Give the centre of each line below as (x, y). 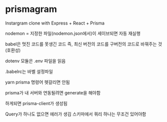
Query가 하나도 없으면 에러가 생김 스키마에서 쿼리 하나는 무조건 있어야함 (76, 114)
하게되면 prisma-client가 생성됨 (36, 103)
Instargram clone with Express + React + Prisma (55, 23)
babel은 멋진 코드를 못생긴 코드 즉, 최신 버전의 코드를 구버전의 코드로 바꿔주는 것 (84, 44)
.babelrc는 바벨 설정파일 (29, 71)
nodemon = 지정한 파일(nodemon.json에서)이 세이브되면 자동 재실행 (73, 33)
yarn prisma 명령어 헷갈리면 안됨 (38, 82)
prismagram (31, 9)
